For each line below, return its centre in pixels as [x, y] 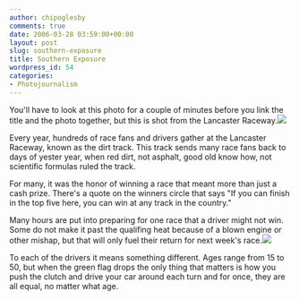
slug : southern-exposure [56, 51]
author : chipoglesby [48, 17]
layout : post [34, 43]
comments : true [38, 26]
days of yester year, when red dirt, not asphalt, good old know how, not [141, 157]
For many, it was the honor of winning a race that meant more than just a [143, 184]
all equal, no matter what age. [64, 286]
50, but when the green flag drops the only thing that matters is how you [143, 267]
